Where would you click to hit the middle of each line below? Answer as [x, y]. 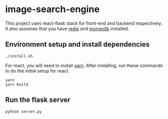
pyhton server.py [24, 111]
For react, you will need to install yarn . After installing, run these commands [84, 65]
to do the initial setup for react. [37, 71]
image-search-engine [53, 9]
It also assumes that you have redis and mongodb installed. [67, 28]
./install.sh [19, 56]
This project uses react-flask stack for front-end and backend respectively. [84, 23]
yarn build [17, 84]
